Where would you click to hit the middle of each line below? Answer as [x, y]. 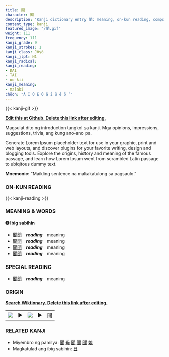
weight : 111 [18, 33]
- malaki [14, 89]
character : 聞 [20, 15]
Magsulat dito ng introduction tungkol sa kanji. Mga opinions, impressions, [82, 128]
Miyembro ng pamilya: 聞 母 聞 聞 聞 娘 [53, 342]
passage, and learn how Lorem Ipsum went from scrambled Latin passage [82, 159]
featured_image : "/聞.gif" [33, 29]
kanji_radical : [21, 61]
